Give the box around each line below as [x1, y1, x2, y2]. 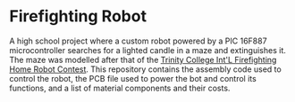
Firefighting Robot [9, 6, 147, 27]
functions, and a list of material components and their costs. [9, 82, 231, 93]
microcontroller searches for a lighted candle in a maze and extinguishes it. [9, 44, 286, 55]
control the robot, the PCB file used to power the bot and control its [9, 73, 257, 83]
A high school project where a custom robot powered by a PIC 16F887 [9, 35, 267, 46]
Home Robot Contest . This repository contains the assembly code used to [9, 64, 282, 75]
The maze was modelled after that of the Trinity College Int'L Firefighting [9, 54, 277, 65]
